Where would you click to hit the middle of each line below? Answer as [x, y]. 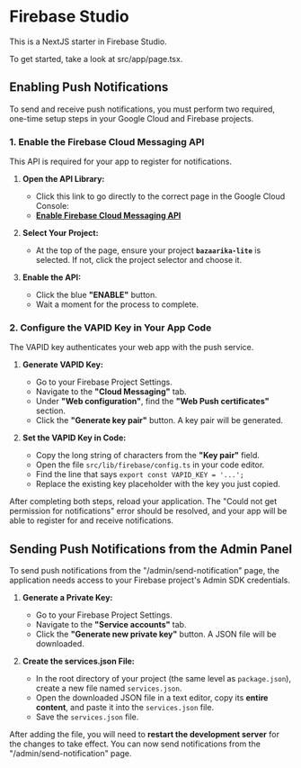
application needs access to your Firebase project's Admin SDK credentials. [150, 580]
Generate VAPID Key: [62, 365]
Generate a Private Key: [67, 598]
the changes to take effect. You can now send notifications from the [135, 744]
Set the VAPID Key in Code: [74, 438]
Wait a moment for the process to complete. [117, 304]
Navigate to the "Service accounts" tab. [111, 625]
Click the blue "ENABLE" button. [96, 295]
